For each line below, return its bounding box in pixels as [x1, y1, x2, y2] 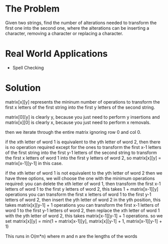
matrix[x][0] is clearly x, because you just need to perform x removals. [5, 119, 151, 125]
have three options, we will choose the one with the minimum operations [5, 175, 155, 181]
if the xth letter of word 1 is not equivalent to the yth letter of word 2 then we [5, 170, 163, 176]
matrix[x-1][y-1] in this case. [5, 160, 63, 166]
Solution [5, 83, 41, 94]
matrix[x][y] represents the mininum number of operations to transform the [5, 99, 160, 105]
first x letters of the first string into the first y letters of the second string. [5, 104, 155, 110]
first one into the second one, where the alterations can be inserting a [5, 25, 149, 31]
